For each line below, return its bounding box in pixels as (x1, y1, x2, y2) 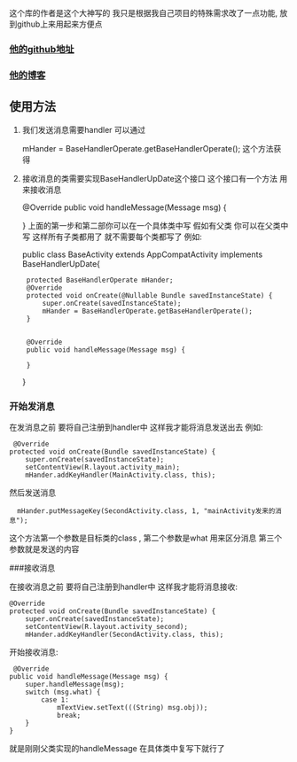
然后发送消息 (9, 486, 56, 498)
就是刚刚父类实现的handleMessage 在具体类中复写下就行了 (9, 743, 225, 753)
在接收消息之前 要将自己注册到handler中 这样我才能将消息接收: (9, 581, 238, 592)
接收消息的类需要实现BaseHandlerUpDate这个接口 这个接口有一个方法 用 (21, 173, 288, 183)
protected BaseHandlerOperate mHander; (26, 276, 174, 284)
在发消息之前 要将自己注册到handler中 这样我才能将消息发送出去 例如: (9, 422, 263, 432)
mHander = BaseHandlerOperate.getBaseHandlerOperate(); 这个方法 (21, 143, 274, 153)
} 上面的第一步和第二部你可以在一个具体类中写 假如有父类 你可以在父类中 (21, 220, 289, 230)
